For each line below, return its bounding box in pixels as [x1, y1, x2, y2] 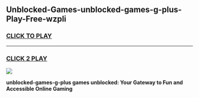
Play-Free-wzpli [6, 14, 67, 24]
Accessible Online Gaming [6, 85, 73, 92]
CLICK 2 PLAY [6, 54, 47, 62]
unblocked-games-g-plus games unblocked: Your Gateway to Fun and [6, 78, 184, 86]
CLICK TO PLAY [6, 32, 52, 40]
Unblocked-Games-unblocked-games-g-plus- [6, 5, 182, 15]
